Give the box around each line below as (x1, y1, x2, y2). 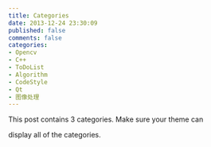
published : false (8, 26, 66, 34)
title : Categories (8, 11, 69, 20)
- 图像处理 (8, 93, 40, 101)
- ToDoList (8, 64, 45, 72)
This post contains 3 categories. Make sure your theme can (8, 114, 204, 124)
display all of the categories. (8, 130, 101, 140)
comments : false (8, 33, 62, 42)
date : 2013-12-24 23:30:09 (8, 19, 98, 27)
